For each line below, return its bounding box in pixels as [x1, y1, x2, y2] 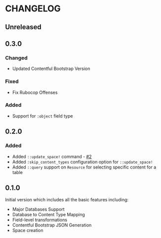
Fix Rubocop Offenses [12, 89, 58, 95]
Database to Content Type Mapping [12, 212, 85, 218]
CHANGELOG [5, 3, 61, 14]
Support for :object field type [12, 113, 73, 119]
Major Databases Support [12, 206, 65, 212]
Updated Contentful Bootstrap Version [12, 65, 90, 72]
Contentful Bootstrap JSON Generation [12, 222, 92, 228]
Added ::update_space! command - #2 [12, 153, 92, 159]
